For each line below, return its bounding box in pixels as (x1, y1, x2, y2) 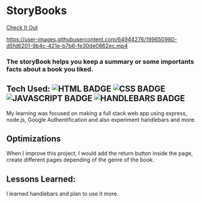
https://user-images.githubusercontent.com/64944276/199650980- (6, 35, 178, 43)
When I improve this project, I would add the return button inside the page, (6, 150, 193, 157)
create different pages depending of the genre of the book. (6, 156, 155, 163)
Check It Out (6, 24, 38, 31)
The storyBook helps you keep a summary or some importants (6, 57, 195, 66)
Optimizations (6, 134, 61, 144)
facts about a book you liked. (6, 65, 94, 73)
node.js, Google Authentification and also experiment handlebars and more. (6, 116, 196, 123)
